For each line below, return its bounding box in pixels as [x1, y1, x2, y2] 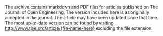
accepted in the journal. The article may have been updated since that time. [5, 15, 159, 20]
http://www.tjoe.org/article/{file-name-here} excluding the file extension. [5, 25, 153, 31]
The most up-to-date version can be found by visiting [5, 20, 114, 26]
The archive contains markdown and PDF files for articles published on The [5, 4, 158, 10]
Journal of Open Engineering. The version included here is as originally [5, 9, 149, 15]
